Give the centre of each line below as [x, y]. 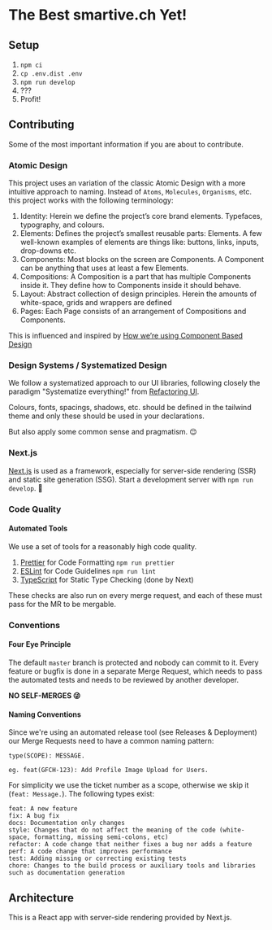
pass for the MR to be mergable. [62, 604]
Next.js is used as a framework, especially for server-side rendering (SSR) [132, 470]
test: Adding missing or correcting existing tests [97, 859]
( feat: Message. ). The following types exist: [82, 794]
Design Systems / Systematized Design [88, 365]
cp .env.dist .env [51, 74]
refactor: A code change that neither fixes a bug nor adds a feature [130, 845]
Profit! [30, 99]
